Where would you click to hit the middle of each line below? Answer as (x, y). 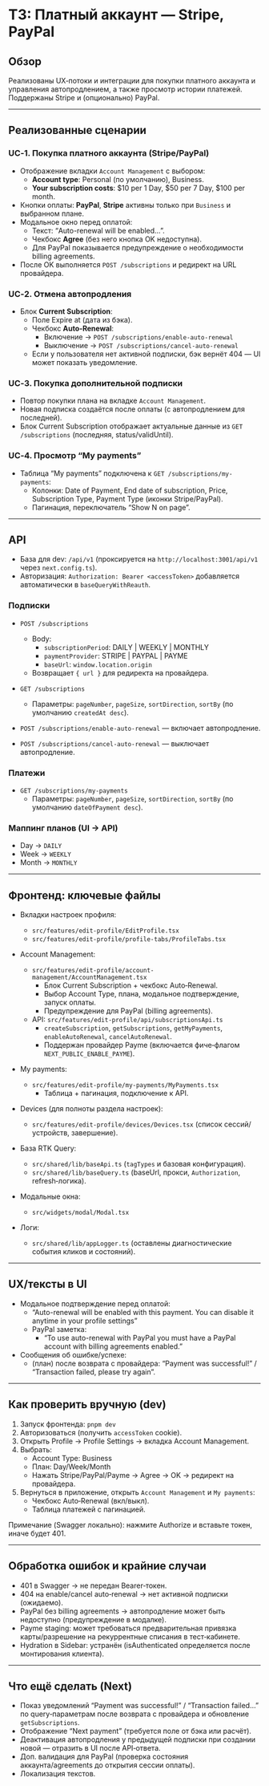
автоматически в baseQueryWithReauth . (85, 585)
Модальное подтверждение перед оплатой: (95, 1303)
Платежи (27, 773)
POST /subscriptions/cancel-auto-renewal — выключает (114, 743)
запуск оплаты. (70, 1003)
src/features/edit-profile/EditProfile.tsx (106, 931)
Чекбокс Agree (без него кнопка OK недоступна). (117, 239)
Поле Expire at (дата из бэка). (82, 319)
